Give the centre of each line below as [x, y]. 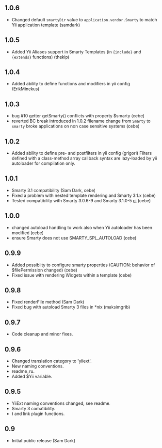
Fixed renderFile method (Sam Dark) [48, 302]
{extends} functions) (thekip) [40, 57]
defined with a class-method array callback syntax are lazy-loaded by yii [84, 158]
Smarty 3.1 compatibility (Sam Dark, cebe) [53, 190]
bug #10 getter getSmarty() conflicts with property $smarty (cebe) [78, 116]
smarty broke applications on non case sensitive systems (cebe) [75, 126]
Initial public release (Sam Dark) [43, 440]
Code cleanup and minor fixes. [42, 334]
